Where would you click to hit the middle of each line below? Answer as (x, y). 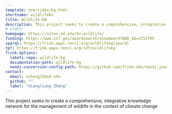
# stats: (15, 29)
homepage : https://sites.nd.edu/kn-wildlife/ (55, 34)
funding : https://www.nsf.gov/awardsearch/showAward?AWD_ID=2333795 (80, 39)
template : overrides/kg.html (36, 10)
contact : (15, 72)
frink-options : (21, 53)
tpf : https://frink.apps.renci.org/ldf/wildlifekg (60, 48)
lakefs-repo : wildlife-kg (38, 58)
